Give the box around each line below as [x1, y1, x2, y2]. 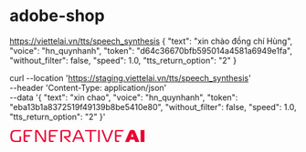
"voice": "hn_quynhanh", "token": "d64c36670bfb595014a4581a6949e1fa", [9, 45, 292, 56]
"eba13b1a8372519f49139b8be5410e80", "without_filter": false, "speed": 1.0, [9, 101, 297, 112]
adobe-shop [9, 5, 105, 26]
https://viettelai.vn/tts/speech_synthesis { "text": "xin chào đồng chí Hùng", [9, 35, 293, 46]
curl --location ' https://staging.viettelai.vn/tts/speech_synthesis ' [9, 72, 251, 83]
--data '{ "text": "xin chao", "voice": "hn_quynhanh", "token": [9, 92, 238, 103]
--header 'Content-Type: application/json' [9, 82, 167, 93]
